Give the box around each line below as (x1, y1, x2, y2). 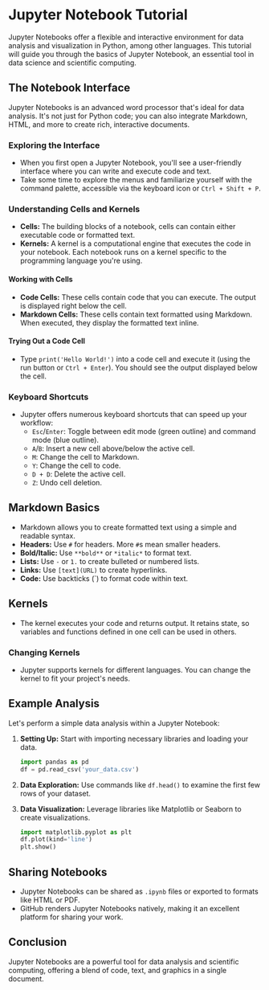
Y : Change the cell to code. (31, 460, 121, 471)
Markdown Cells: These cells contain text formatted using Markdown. (19, 309, 253, 319)
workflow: (19, 418, 54, 427)
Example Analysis (8, 697, 100, 710)
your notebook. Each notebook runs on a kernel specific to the (19, 247, 227, 257)
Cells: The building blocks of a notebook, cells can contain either (19, 222, 236, 231)
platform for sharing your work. (19, 912, 124, 922)
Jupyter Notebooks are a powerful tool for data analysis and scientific (8, 956, 239, 966)
